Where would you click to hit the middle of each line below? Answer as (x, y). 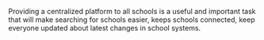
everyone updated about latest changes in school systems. (105, 28)
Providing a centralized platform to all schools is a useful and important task (132, 11)
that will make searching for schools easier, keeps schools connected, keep (132, 20)
